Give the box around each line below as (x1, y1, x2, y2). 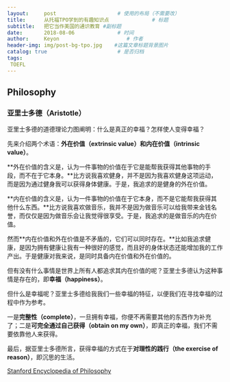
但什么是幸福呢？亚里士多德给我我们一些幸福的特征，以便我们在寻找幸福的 (7, 289, 217, 298)
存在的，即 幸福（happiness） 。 (18, 275, 107, 283)
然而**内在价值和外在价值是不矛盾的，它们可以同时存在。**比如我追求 (7, 235, 205, 243)
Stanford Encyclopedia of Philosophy (7, 367, 112, 375)
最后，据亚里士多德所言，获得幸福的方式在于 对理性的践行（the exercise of (7, 344, 218, 353)
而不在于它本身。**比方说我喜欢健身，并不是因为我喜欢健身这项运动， (18, 171, 218, 180)
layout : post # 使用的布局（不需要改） (7, 10, 180, 17)
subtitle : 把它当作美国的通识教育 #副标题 (7, 23, 122, 29)
